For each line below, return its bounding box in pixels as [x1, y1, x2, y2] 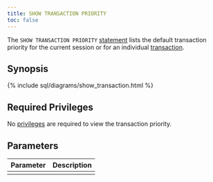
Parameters [7, 140, 59, 152]
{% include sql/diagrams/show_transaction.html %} [7, 81, 154, 90]
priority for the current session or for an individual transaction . [7, 43, 185, 51]
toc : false [7, 17, 39, 24]
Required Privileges [7, 101, 93, 113]
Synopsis [7, 63, 48, 75]
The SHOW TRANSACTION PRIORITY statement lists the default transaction [7, 35, 207, 44]
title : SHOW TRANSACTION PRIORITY [7, 10, 107, 17]
